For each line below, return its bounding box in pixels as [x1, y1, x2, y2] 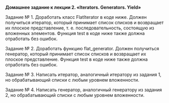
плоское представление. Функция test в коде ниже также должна [5, 56, 148, 62]
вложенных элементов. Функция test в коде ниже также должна [5, 30, 145, 36]
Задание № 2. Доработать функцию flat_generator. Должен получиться [5, 46, 159, 51]
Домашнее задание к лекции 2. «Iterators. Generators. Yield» [5, 5, 141, 10]
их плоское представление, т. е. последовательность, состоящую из [5, 25, 154, 31]
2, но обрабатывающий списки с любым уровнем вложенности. [5, 92, 145, 98]
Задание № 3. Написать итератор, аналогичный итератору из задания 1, [5, 72, 162, 78]
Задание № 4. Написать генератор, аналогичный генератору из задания [5, 87, 162, 93]
